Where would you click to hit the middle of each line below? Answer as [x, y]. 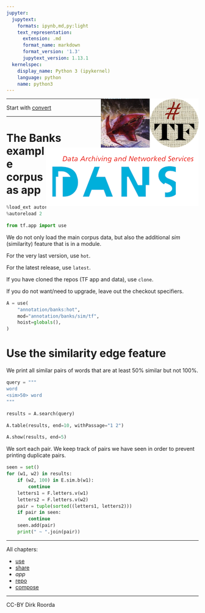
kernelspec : [27, 64]
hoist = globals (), [39, 322]
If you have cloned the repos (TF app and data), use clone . [80, 279]
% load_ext [19, 207]
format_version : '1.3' [51, 52]
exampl [25, 151]
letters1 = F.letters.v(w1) [53, 493]
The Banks [34, 138]
